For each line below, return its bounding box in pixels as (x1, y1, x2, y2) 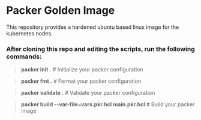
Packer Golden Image (6, 4, 115, 17)
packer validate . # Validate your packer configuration (20, 89, 155, 97)
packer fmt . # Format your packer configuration (20, 77, 142, 85)
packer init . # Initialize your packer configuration (20, 66, 143, 73)
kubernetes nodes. (6, 29, 53, 37)
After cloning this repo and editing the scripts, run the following (6, 44, 195, 53)
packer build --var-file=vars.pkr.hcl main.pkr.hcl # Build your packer (20, 101, 195, 108)
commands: (6, 52, 42, 61)
